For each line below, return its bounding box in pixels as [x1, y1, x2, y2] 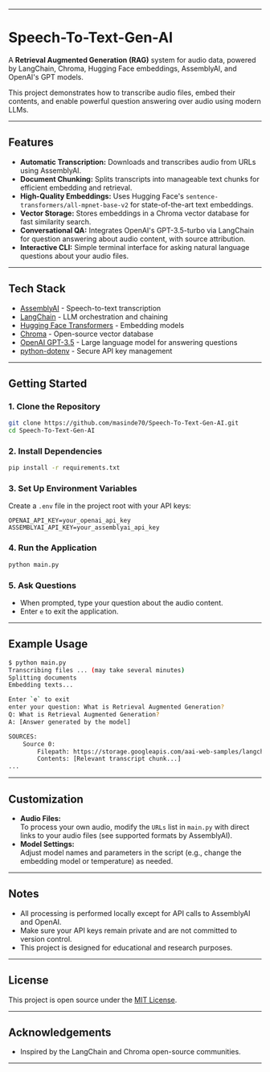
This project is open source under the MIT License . [8, 995, 178, 1004]
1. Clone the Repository [8, 400, 100, 412]
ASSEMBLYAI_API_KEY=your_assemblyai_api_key [8, 524, 160, 532]
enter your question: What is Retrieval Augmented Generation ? [8, 703, 225, 712]
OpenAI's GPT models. [8, 72, 84, 81]
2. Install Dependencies [8, 446, 103, 457]
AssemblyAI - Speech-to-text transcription [19, 303, 162, 313]
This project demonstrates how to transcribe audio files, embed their [8, 88, 235, 97]
